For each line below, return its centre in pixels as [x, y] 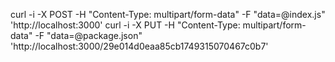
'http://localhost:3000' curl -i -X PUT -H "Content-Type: [125, 25]
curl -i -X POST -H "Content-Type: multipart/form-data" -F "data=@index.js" [168, 14]
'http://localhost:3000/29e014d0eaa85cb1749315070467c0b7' [139, 46]
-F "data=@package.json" [88, 35]
